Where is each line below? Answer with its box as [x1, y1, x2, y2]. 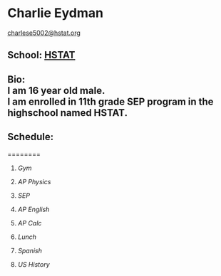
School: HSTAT [7, 49, 76, 61]
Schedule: [7, 131, 54, 143]
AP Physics [17, 177, 51, 186]
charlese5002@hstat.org [7, 28, 81, 37]
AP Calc [17, 218, 42, 227]
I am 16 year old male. [7, 84, 106, 97]
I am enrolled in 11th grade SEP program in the [7, 95, 214, 107]
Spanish [17, 246, 43, 255]
